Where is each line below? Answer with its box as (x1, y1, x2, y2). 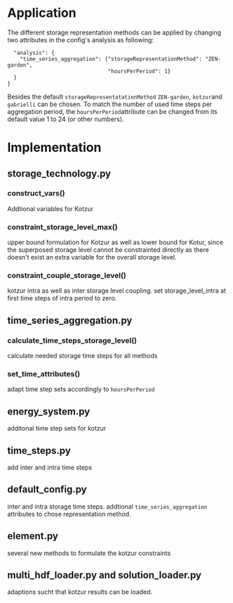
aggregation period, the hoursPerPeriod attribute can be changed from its (7, 107, 218, 115)
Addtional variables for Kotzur (7, 204, 94, 212)
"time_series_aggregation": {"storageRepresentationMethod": (20, 55, 202, 63)
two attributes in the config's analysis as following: (7, 35, 154, 44)
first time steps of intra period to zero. (7, 294, 117, 303)
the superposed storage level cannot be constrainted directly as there (7, 246, 209, 254)
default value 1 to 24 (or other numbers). (7, 115, 124, 123)
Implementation (7, 139, 102, 155)
